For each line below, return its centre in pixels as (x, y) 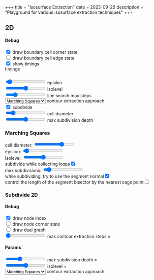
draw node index (29, 218)
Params (13, 247)
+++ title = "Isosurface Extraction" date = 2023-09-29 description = (74, 7)
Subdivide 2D (22, 195)
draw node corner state (36, 224)
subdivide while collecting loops (38, 164)
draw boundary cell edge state (43, 58)
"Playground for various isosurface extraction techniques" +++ (69, 12)
